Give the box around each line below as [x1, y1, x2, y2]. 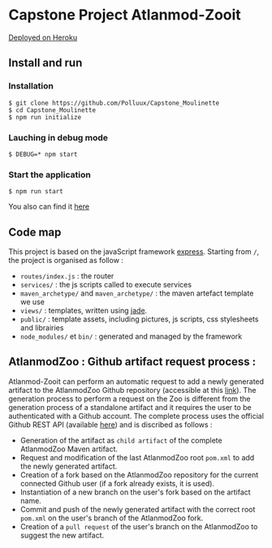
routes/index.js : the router [19, 271, 114, 281]
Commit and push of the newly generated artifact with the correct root [19, 504, 256, 514]
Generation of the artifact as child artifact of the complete [19, 435, 222, 445]
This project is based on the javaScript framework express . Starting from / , [8, 247, 260, 257]
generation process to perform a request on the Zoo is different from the [8, 394, 251, 403]
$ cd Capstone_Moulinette [8, 106, 96, 114]
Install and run [8, 56, 83, 70]
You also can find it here [8, 201, 90, 212]
